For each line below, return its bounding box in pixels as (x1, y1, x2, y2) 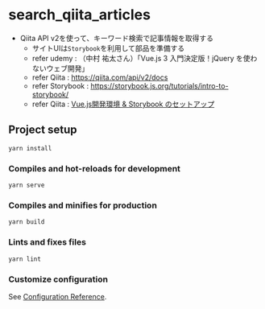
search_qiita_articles (8, 6, 151, 24)
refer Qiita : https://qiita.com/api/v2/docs (31, 72, 168, 82)
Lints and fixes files (8, 237, 87, 248)
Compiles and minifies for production (8, 200, 157, 211)
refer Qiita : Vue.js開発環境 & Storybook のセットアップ (31, 99, 215, 109)
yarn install (8, 144, 52, 152)
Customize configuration (8, 274, 109, 285)
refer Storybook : (31, 80, 89, 90)
